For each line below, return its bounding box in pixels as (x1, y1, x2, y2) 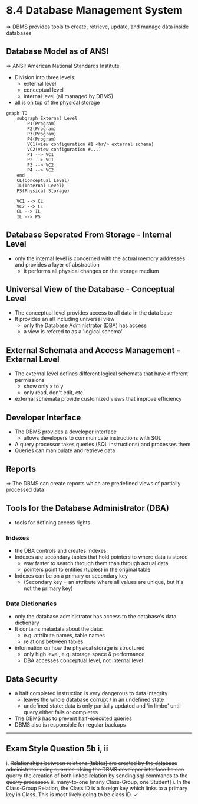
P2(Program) (27, 125, 57, 132)
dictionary (14, 619, 39, 627)
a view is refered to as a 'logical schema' (23, 328, 123, 335)
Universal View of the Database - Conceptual (6, 284, 176, 294)
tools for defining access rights (14, 518, 91, 526)
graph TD (6, 110, 28, 116)
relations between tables (23, 638, 84, 645)
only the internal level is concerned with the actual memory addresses (14, 255, 186, 262)
